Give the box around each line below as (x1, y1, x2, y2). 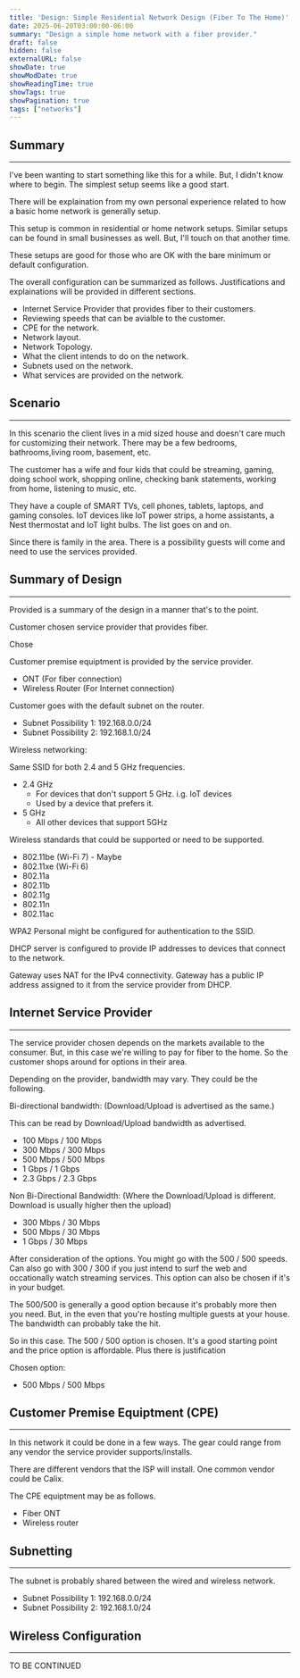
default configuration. (9, 260, 89, 271)
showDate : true (9, 63, 66, 72)
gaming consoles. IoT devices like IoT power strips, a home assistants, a (9, 510, 275, 521)
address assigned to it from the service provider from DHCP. (9, 979, 232, 989)
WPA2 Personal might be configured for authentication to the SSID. (9, 925, 256, 936)
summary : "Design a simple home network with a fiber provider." (9, 29, 257, 38)
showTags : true (9, 88, 66, 96)
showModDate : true (9, 71, 78, 80)
